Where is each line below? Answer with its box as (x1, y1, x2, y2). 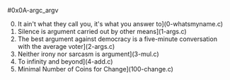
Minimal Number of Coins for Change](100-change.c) (17, 65, 173, 73)
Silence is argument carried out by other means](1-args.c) (17, 28, 187, 35)
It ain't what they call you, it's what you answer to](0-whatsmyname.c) (17, 20, 224, 28)
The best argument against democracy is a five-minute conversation (17, 35, 218, 43)
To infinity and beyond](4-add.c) (17, 57, 113, 66)
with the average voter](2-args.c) (17, 42, 115, 50)
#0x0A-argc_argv (7, 6, 59, 14)
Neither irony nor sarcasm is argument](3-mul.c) (17, 50, 159, 58)
